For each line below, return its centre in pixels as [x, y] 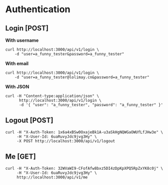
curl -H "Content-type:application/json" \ [52, 96]
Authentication [38, 9]
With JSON [17, 87]
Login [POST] [27, 28]
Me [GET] [21, 157]
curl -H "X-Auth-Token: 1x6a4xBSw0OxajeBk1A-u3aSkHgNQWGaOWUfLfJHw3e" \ [84, 132]
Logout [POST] [29, 120]
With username [22, 40]
